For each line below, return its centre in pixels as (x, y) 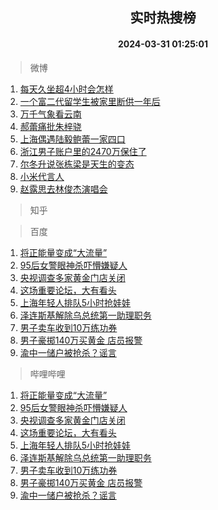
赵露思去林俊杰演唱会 (63, 189)
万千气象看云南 (50, 114)
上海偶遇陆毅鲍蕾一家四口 (72, 139)
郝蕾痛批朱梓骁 (50, 126)
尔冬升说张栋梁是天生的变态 (77, 164)
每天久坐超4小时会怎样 (66, 89)
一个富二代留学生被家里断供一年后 (90, 101)
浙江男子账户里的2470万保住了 (83, 151)
